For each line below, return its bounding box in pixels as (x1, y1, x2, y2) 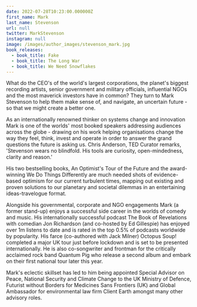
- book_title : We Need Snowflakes (11, 63, 96, 70)
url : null (6, 25, 31, 31)
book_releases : (6, 47, 44, 53)
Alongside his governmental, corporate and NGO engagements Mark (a (6, 202, 179, 209)
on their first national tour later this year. (6, 258, 103, 265)
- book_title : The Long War (11, 58, 81, 64)
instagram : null (6, 36, 46, 42)
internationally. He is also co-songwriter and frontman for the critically (6, 245, 176, 252)
